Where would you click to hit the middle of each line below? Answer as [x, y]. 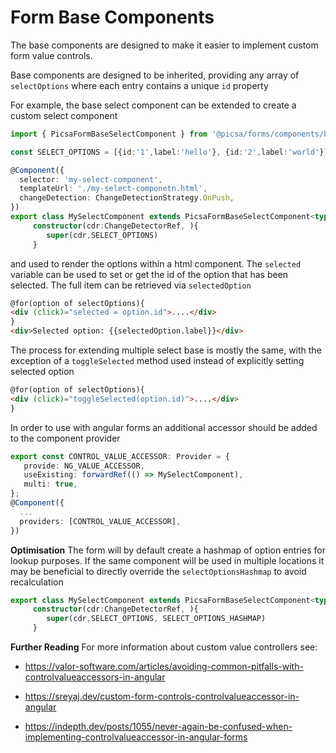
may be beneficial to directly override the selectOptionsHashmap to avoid [158, 571]
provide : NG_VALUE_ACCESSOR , [84, 466]
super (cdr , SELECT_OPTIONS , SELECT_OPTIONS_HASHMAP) [156, 619]
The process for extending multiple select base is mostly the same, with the [166, 350]
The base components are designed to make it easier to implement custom [164, 45]
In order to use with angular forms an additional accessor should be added [164, 427]
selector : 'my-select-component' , [91, 179]
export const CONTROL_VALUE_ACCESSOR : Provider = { [120, 456]
